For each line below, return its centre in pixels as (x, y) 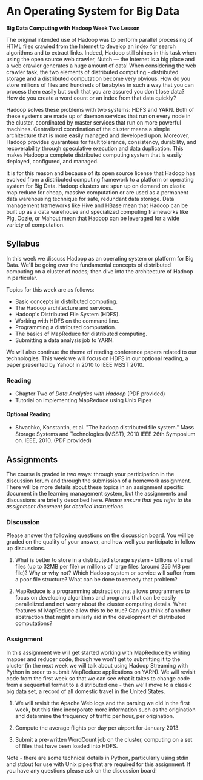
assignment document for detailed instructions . (65, 507)
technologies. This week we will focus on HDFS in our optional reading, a (98, 358)
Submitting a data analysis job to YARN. (64, 340)
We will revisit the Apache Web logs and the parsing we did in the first (102, 703)
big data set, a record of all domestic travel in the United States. (86, 691)
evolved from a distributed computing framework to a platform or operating (100, 179)
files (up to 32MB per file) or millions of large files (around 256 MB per (103, 567)
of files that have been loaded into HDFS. (66, 746)
